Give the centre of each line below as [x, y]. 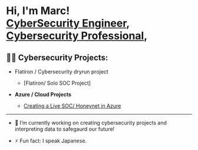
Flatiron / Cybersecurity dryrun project [62, 71]
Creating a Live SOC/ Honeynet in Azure [72, 106]
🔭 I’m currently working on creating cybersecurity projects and [90, 123]
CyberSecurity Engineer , [68, 23]
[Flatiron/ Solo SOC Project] [57, 83]
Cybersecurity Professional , [77, 36]
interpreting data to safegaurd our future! [65, 129]
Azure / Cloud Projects [43, 94]
